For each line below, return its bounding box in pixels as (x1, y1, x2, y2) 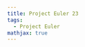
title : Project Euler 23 (7, 10, 79, 17)
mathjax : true (7, 29, 48, 37)
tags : (7, 17, 23, 23)
